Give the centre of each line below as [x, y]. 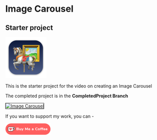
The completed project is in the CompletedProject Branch [67, 96]
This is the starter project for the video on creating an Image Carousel [79, 86]
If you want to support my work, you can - [50, 116]
